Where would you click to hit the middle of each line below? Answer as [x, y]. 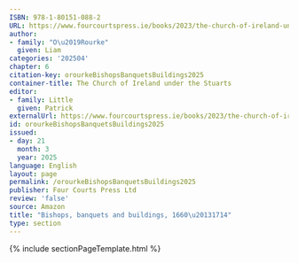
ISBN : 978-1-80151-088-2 [55, 17]
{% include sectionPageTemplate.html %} [85, 248]
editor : [24, 91]
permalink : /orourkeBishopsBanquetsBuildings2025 [103, 182]
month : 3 [33, 149]
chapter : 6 [29, 67]
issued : [24, 133]
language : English [43, 166]
